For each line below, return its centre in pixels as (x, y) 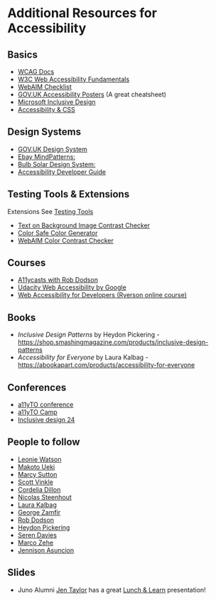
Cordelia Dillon (39, 489)
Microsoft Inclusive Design (56, 102)
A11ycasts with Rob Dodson (58, 280)
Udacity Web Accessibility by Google (72, 287)
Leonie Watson (39, 459)
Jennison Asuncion (46, 550)
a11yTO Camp (38, 412)
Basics (22, 55)
